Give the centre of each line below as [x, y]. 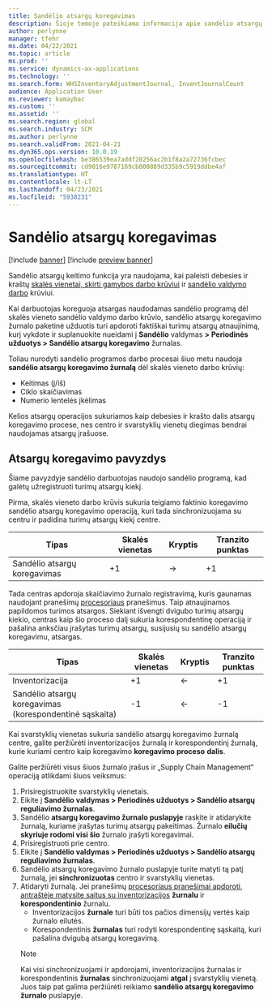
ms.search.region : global [52, 122]
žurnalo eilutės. [58, 921]
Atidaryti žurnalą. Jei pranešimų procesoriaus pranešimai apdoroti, [131, 886]
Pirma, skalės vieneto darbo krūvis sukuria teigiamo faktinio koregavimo [128, 502]
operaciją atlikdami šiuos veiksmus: [68, 776]
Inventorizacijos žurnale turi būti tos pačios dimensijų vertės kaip [141, 912]
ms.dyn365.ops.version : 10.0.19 [63, 152]
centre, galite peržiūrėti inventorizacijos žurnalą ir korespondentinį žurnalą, [133, 743]
